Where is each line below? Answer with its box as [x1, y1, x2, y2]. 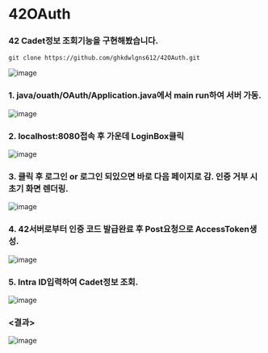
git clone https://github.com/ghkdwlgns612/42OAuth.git [8, 54, 200, 62]
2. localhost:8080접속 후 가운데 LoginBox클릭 [8, 130, 184, 141]
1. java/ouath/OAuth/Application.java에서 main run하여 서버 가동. [8, 90, 262, 101]
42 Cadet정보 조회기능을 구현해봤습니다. [8, 36, 159, 47]
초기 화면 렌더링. [8, 183, 69, 194]
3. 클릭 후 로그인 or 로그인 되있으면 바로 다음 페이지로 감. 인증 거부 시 [8, 171, 258, 182]
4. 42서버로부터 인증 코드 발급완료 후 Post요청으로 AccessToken [8, 224, 250, 235]
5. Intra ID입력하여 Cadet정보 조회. [8, 276, 139, 288]
